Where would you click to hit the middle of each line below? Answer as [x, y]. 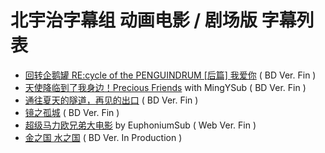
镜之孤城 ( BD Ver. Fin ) [72, 112]
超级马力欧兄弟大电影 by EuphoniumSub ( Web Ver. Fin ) [140, 125]
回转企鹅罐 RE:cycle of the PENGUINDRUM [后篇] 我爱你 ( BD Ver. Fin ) [170, 75]
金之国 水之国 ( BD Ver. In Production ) [103, 137]
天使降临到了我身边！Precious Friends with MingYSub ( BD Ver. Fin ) [165, 87]
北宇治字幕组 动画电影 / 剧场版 [134, 20]
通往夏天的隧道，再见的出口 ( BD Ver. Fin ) [111, 100]
